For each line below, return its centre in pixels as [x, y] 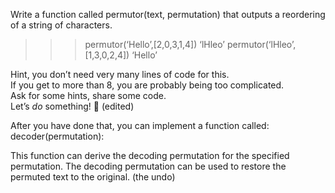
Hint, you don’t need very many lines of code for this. [120, 74]
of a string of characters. [61, 25]
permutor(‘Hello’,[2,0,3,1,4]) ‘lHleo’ [154, 44]
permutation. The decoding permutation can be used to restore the [148, 166]
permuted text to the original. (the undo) [93, 177]
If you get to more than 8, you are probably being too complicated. [147, 85]
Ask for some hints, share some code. [88, 95]
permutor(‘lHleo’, [261, 44]
